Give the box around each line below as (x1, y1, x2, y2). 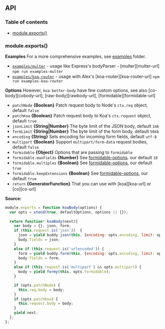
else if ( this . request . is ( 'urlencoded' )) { (14, 246, 105, 251)
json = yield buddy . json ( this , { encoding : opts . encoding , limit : (18, 233, 155, 238)
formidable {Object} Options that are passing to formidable (12, 149, 133, 155)
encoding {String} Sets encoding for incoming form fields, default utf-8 (12, 133, 157, 140)
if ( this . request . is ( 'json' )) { (14, 228, 82, 233)
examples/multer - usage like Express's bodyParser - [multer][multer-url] (12, 63, 160, 69)
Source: (5, 195, 22, 201)
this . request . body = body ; (18, 301, 74, 306)
